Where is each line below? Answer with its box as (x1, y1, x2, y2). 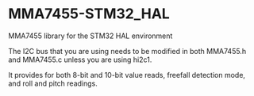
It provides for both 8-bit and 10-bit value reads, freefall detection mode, (8, 70, 246, 79)
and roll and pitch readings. (8, 79, 98, 88)
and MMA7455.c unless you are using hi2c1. (8, 55, 152, 64)
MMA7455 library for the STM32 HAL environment (8, 31, 173, 40)
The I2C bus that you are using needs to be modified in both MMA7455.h (8, 46, 247, 56)
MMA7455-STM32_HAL (8, 5, 171, 23)
